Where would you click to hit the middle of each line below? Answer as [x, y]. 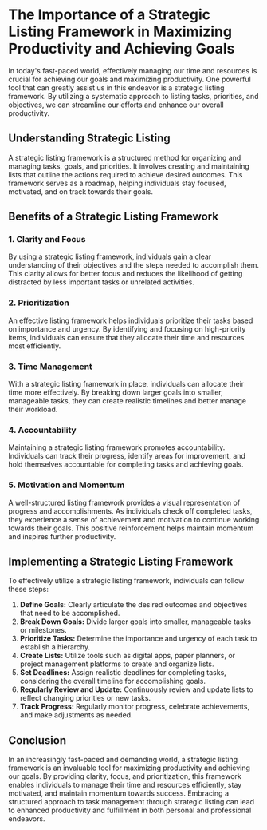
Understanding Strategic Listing [90, 139]
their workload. [33, 410]
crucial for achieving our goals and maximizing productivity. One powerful [130, 79]
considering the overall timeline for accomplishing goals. [112, 681]
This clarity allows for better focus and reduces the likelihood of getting [126, 274]
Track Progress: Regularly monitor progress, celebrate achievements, [134, 707]
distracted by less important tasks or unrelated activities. [102, 282]
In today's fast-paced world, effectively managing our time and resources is [133, 70]
